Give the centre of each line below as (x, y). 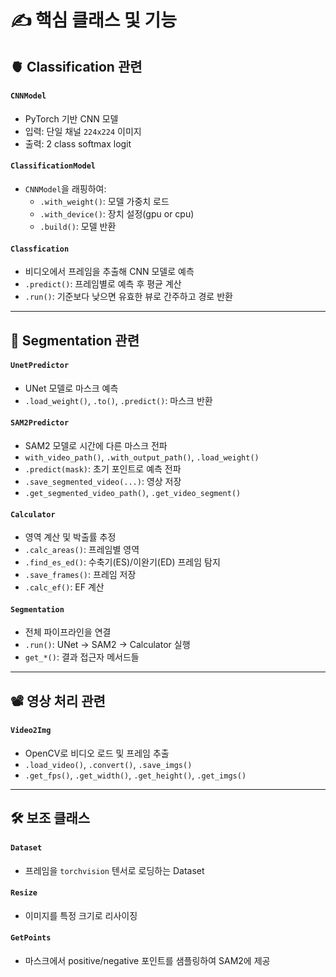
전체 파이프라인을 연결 (68, 632)
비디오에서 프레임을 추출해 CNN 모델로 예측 (109, 272)
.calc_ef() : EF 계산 (64, 587)
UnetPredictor (40, 366)
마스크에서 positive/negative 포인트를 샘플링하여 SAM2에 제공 (147, 960)
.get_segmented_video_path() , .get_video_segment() (133, 492)
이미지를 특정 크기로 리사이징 (81, 915)
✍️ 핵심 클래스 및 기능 (93, 20)
